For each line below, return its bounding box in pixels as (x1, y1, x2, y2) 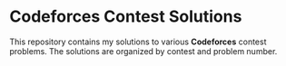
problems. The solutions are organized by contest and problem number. (9, 45, 278, 56)
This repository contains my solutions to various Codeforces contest (9, 36, 267, 47)
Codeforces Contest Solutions (9, 6, 242, 27)
